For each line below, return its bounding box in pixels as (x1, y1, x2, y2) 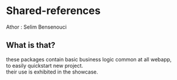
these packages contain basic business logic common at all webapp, (6, 55, 172, 62)
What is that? (6, 40, 55, 50)
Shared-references (6, 4, 101, 18)
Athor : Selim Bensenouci (6, 23, 67, 30)
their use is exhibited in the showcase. (6, 68, 98, 75)
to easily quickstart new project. (6, 62, 84, 69)
